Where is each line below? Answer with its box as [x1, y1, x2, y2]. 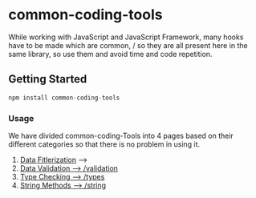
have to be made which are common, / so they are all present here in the [8, 40, 248, 50]
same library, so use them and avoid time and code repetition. [8, 49, 213, 59]
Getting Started [8, 72, 87, 86]
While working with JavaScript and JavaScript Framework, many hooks [8, 32, 244, 42]
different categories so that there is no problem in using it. [8, 139, 201, 149]
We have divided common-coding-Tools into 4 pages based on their [8, 131, 234, 140]
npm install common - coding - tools [8, 94, 120, 102]
